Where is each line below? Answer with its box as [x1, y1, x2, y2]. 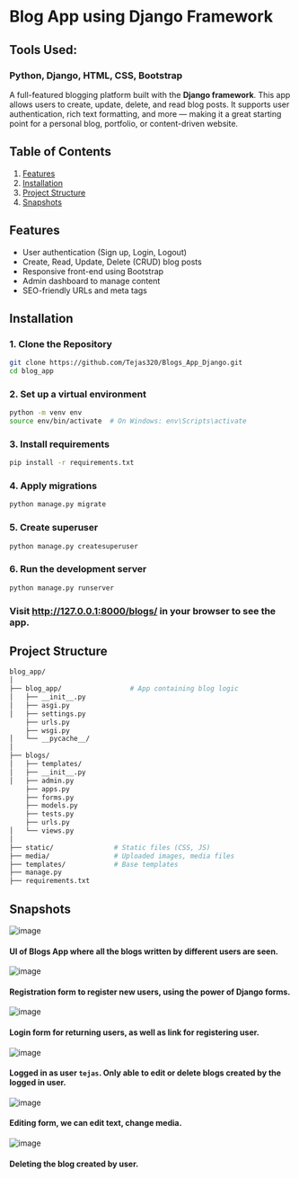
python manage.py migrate [9, 500, 106, 509]
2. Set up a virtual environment [9, 388, 146, 400]
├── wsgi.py [25, 726, 70, 735]
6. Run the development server [9, 563, 147, 576]
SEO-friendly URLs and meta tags [22, 285, 148, 296]
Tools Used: [9, 42, 78, 58]
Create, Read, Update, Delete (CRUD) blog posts [22, 256, 202, 267]
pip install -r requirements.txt [9, 459, 135, 468]
